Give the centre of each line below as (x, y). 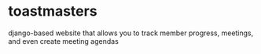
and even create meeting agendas (64, 41)
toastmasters (53, 11)
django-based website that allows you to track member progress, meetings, (131, 33)
